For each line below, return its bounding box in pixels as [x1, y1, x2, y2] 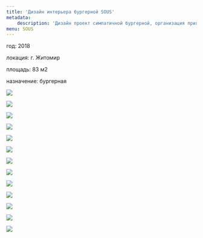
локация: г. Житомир [6, 54, 60, 61]
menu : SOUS [6, 25, 34, 32]
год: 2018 [6, 42, 30, 50]
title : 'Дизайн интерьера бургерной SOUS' [6, 8, 115, 15]
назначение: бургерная [6, 78, 67, 85]
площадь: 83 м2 [6, 66, 48, 73]
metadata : [6, 15, 31, 21]
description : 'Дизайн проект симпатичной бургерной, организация [17, 20, 185, 26]
